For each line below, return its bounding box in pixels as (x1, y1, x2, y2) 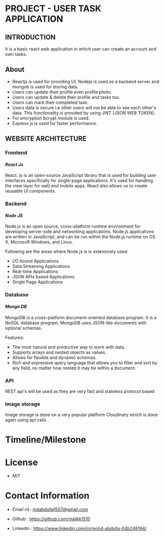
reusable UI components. (5, 188, 56, 194)
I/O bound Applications (12, 258, 59, 264)
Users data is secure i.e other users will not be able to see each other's (12, 104, 156, 111)
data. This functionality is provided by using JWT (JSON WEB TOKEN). (12, 110, 156, 116)
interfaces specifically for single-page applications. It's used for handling (5, 178, 153, 183)
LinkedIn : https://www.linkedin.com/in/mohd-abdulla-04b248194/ (12, 526, 147, 532)
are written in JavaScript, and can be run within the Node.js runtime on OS (5, 234, 156, 240)
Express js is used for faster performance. (12, 120, 97, 126)
